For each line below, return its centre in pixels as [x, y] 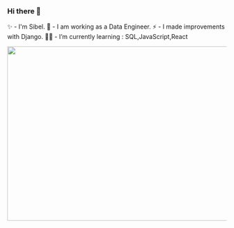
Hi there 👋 [24, 11]
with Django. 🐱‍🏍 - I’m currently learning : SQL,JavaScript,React [97, 37]
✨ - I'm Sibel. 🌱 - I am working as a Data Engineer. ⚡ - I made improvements [116, 26]
